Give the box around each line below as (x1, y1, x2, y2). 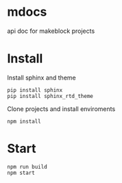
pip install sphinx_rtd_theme (7, 93, 94, 99)
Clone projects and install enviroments (7, 104, 116, 113)
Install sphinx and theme (7, 73, 77, 82)
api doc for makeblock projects (7, 27, 95, 35)
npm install (7, 118, 41, 125)
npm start (7, 169, 36, 176)
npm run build (7, 163, 48, 170)
